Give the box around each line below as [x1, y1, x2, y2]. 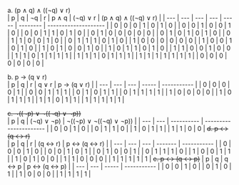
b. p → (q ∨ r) [7, 73, 48, 81]
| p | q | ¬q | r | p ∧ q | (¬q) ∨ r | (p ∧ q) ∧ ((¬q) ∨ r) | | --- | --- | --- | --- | [7, 14, 223, 22]
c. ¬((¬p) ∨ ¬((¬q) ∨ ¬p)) [7, 110, 81, 117]
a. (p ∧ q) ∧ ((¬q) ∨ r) [7, 6, 71, 14]
